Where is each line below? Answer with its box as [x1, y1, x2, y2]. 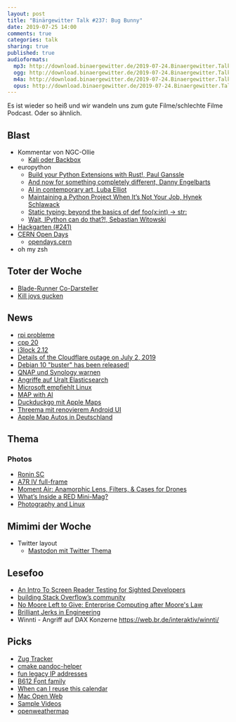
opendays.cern [27, 238, 72, 246]
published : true [7, 50, 55, 57]
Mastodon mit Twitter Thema [27, 546, 112, 555]
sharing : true [7, 43, 49, 50]
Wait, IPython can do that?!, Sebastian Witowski [27, 215, 166, 224]
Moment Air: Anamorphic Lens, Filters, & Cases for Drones [17, 485, 188, 494]
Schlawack [27, 200, 60, 209]
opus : [13, 82, 30, 89]
